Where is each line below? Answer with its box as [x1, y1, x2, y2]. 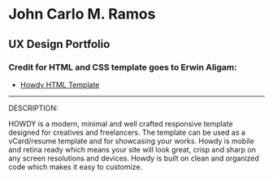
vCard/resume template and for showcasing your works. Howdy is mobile [8, 135, 254, 146]
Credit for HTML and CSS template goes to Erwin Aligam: [8, 62, 237, 73]
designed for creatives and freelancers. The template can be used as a [8, 127, 246, 137]
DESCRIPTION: [8, 103, 58, 113]
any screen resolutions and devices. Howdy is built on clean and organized [8, 153, 260, 163]
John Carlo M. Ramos [8, 5, 156, 24]
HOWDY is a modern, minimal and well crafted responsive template [8, 118, 233, 128]
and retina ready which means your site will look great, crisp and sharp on [8, 144, 256, 154]
